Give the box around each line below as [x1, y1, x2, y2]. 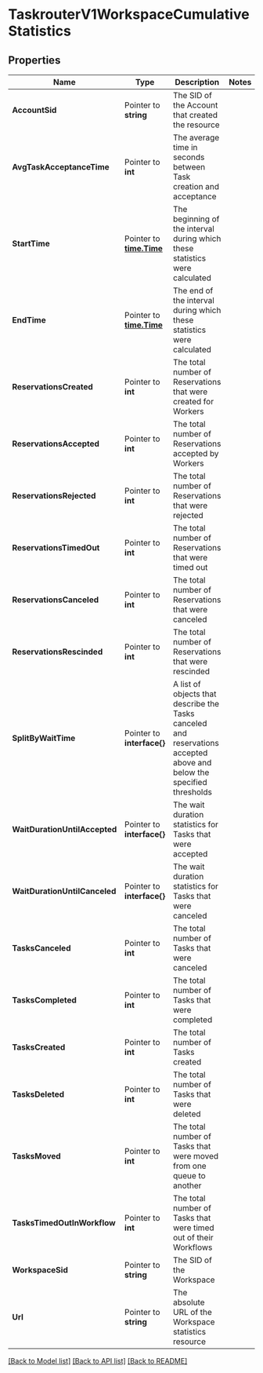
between [172, 162, 206, 172]
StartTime [12, 238, 50, 249]
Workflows [172, 1242, 213, 1253]
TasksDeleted [12, 1089, 65, 1100]
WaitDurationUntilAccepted [12, 824, 117, 834]
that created [172, 110, 218, 120]
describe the [172, 699, 220, 709]
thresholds [172, 787, 213, 798]
